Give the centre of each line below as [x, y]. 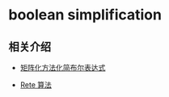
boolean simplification [85, 15]
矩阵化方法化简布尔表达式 [63, 67]
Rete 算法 [36, 85]
